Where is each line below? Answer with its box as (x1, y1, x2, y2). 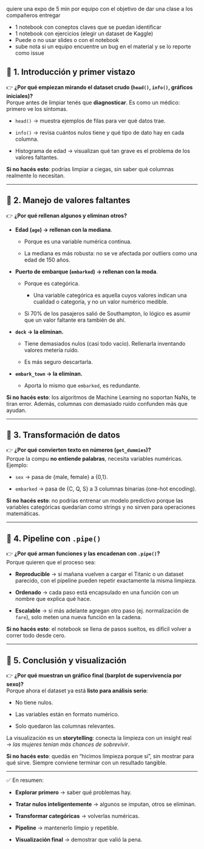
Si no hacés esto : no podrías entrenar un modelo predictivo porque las (6, 497, 183, 505)
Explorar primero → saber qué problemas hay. (15, 789, 132, 796)
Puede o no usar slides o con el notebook (15, 37, 120, 43)
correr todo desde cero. (6, 632, 66, 639)
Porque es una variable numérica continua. (24, 238, 132, 245)
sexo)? (6, 681, 24, 688)
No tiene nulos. (15, 699, 53, 706)
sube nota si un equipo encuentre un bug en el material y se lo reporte (15, 43, 191, 50)
